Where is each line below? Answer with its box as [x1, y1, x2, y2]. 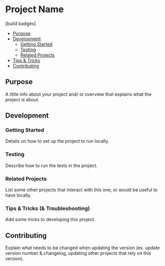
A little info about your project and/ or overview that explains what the [5, 91, 152, 97]
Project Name [5, 4, 64, 15]
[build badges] [5, 20, 36, 26]
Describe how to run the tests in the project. [5, 162, 98, 169]
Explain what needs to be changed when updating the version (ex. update [5, 245, 160, 251]
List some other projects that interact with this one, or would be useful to [5, 187, 158, 193]
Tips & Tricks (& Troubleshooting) [5, 205, 90, 212]
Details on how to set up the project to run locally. [5, 138, 109, 144]
